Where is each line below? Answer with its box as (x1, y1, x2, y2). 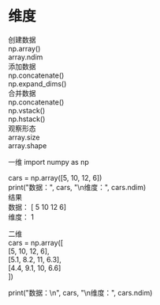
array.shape (8, 140, 47, 151)
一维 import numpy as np (8, 157, 89, 166)
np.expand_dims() (8, 78, 67, 88)
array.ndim (8, 52, 43, 62)
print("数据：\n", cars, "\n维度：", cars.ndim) (8, 288, 153, 297)
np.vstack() (8, 105, 46, 115)
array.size (8, 132, 41, 142)
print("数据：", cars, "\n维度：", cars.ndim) (8, 182, 147, 192)
